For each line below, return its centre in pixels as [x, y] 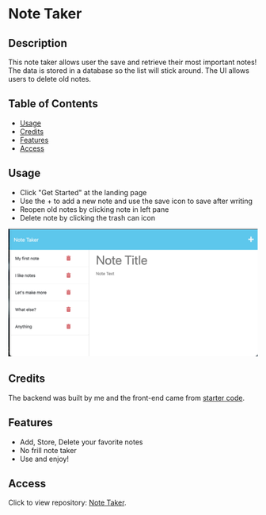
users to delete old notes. [50, 79]
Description [38, 43]
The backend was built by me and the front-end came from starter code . [127, 398]
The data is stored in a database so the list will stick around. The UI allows [129, 71]
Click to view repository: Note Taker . [67, 503]
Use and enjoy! [44, 459]
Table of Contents [53, 104]
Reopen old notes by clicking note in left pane [94, 209]
